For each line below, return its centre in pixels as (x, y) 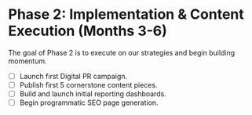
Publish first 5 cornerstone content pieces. (88, 85)
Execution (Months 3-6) (88, 31)
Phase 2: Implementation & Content (126, 14)
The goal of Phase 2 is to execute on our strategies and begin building (122, 52)
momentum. (27, 61)
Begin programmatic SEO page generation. (89, 102)
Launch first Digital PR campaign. (73, 76)
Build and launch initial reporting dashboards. (93, 94)
